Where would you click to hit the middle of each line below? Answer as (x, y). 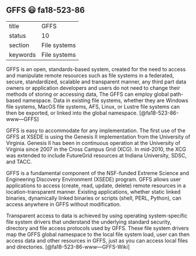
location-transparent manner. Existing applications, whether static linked (93, 191)
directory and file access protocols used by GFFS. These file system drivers (97, 228)
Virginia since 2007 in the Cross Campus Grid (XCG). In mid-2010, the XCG (96, 149)
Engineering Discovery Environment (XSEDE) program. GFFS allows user (94, 179)
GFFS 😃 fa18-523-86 (45, 10)
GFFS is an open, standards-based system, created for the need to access (96, 69)
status (18, 35)
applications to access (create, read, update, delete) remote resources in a (96, 186)
